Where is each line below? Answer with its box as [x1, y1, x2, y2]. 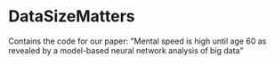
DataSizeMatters [8, 6, 135, 27]
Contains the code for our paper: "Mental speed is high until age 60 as [8, 36, 267, 46]
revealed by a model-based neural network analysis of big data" [8, 45, 244, 55]
